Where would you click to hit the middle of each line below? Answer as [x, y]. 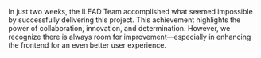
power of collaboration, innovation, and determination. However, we [119, 28]
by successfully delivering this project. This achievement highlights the [125, 20]
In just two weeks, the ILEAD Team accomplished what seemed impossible [130, 12]
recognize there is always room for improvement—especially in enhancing [130, 37]
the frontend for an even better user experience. [88, 45]
